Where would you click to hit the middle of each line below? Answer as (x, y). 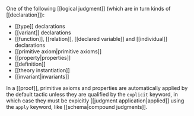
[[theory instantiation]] (42, 70)
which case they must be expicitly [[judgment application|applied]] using (95, 101)
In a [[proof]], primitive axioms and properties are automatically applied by (97, 88)
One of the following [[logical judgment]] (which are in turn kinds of (88, 9)
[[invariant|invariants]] (42, 77)
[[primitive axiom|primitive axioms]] (58, 51)
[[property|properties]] (43, 58)
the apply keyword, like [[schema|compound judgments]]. (77, 107)
